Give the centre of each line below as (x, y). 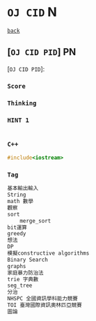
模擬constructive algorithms (48, 253)
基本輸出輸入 (23, 188)
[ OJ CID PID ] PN (42, 52)
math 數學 (20, 202)
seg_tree (20, 286)
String (17, 195)
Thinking (22, 103)
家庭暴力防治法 (25, 273)
